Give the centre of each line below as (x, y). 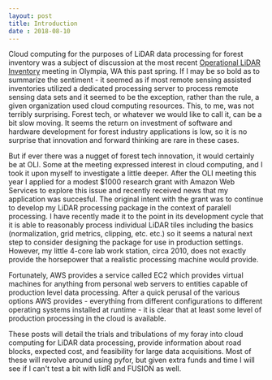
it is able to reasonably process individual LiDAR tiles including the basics (131, 225)
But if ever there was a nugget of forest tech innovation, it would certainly (132, 156)
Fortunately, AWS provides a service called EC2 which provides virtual (126, 275)
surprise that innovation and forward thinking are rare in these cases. (124, 140)
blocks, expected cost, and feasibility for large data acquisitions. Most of (130, 352)
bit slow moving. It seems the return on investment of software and (121, 123)
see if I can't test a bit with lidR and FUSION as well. (95, 369)
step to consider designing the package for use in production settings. (126, 242)
